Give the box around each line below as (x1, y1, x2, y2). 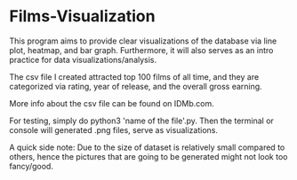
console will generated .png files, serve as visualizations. (9, 124, 218, 135)
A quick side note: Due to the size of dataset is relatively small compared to (9, 142, 285, 153)
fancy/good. (9, 160, 53, 171)
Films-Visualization (9, 6, 156, 27)
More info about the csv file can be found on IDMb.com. (9, 98, 215, 108)
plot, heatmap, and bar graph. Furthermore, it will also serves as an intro (9, 44, 274, 55)
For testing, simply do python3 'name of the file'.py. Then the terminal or (9, 115, 274, 126)
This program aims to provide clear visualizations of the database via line (9, 35, 277, 46)
